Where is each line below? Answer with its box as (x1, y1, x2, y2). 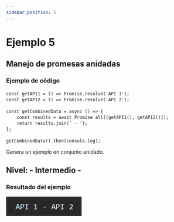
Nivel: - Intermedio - (6, 165, 81, 175)
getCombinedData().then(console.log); (6, 138, 101, 144)
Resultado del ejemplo (6, 183, 71, 191)
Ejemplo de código (6, 77, 60, 85)
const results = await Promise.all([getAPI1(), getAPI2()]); (16, 114, 169, 120)
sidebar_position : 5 (6, 9, 57, 15)
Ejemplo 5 (6, 35, 56, 49)
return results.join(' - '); (16, 120, 88, 126)
